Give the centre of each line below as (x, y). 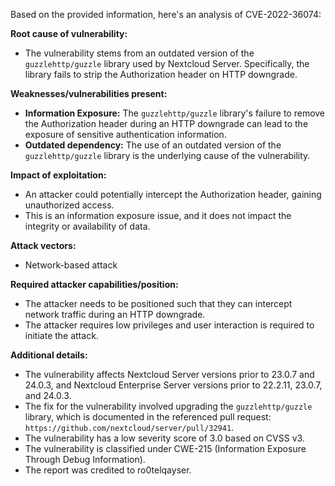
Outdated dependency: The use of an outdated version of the (153, 145)
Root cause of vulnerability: (69, 33)
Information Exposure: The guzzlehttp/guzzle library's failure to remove (175, 113)
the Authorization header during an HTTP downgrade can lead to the (166, 123)
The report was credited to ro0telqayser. (108, 470)
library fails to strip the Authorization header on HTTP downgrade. (161, 74)
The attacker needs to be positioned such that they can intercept (158, 303)
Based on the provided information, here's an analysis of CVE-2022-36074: (166, 14)
